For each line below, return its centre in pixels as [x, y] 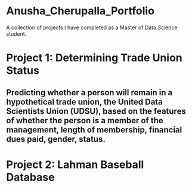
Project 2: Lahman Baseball [75, 164]
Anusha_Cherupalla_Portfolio [80, 11]
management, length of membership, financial [94, 130]
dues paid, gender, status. [56, 139]
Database [30, 177]
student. [16, 33]
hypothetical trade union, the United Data [84, 102]
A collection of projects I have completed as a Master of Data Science [92, 27]
